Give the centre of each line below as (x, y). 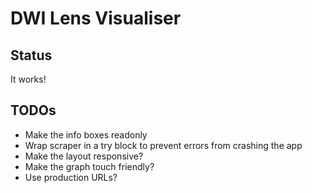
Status (31, 55)
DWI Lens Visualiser (96, 18)
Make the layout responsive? (84, 156)
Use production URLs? (71, 177)
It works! (28, 79)
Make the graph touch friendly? (89, 166)
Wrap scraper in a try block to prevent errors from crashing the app (163, 145)
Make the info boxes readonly (86, 134)
